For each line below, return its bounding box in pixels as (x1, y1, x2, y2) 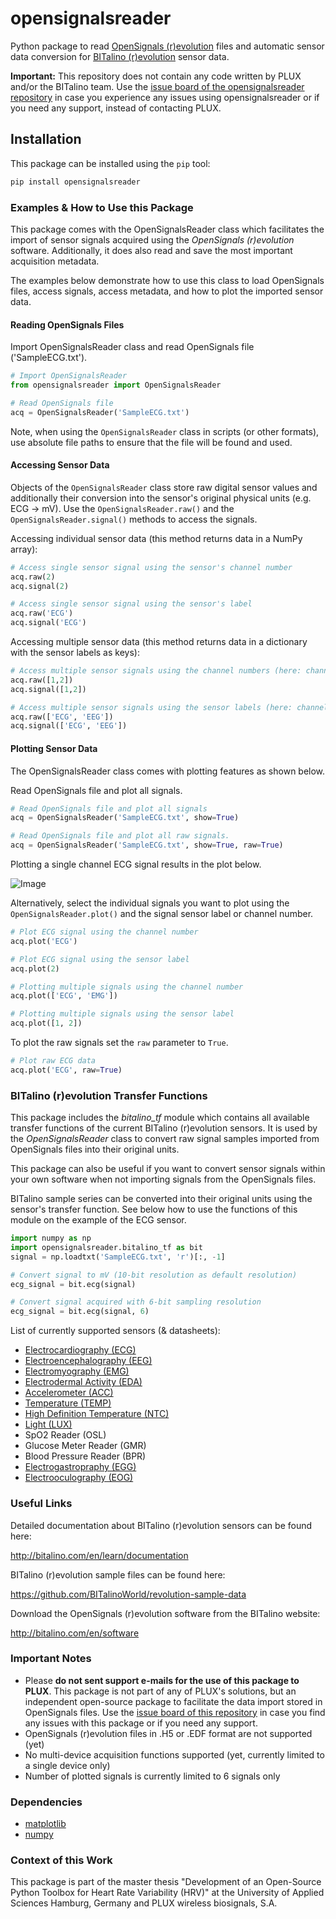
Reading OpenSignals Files (10, 318, 125, 331)
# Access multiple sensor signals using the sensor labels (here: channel (10, 702, 329, 712)
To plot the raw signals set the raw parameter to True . (10, 1037, 229, 1049)
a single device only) (24, 1759, 111, 1771)
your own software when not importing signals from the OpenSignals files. (10, 1173, 317, 1186)
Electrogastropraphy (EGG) (24, 1461, 137, 1473)
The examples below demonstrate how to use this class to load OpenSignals (10, 274, 325, 286)
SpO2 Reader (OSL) (24, 1429, 107, 1441)
